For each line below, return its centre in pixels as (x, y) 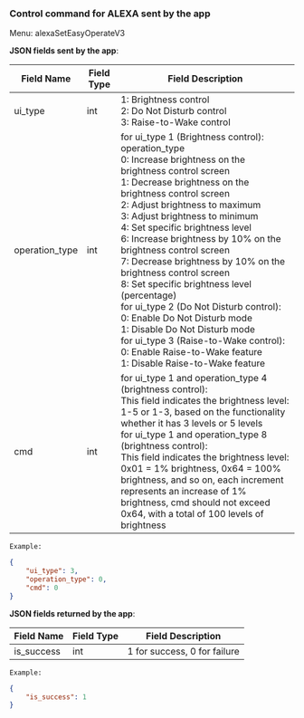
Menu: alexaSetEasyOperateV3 (67, 34)
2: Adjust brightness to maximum (191, 205)
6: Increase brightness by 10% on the (201, 239)
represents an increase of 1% (184, 492)
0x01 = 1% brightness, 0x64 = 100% (201, 469)
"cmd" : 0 (42, 588)
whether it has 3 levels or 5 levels (192, 424)
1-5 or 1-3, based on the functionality (203, 412)
